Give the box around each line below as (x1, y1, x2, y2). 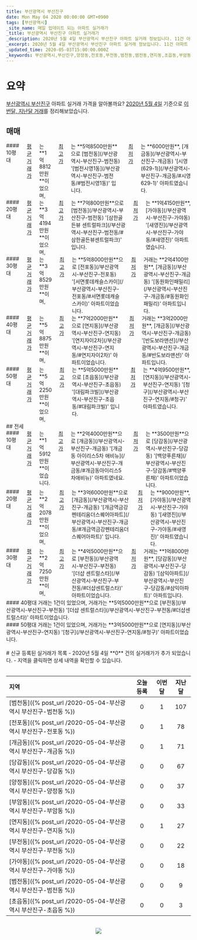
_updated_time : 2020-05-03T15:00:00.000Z (6, 47, 109, 53)
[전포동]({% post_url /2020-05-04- (9, 718, 110, 727)
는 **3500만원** (145, 430, 185, 437)
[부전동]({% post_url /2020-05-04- (9, 838, 110, 846)
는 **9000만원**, (150, 489, 191, 496)
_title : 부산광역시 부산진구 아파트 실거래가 (6, 31, 100, 36)
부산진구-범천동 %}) (21, 708, 75, 716)
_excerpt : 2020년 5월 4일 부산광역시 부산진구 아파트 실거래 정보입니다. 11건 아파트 (6, 42, 188, 48)
